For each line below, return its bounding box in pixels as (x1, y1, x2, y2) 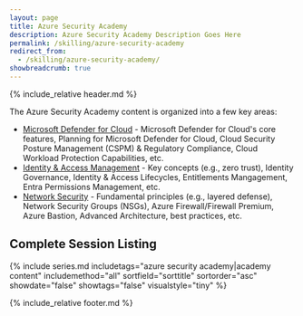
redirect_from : (9, 47, 67, 56)
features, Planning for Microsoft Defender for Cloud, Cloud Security (22, 133, 276, 144)
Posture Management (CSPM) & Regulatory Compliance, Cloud (22, 142, 259, 154)
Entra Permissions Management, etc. (22, 181, 161, 192)
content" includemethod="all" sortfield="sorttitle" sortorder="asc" (9, 270, 258, 281)
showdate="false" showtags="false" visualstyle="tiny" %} (9, 280, 228, 291)
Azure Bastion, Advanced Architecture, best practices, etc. (22, 210, 242, 221)
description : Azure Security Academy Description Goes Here (9, 30, 242, 39)
